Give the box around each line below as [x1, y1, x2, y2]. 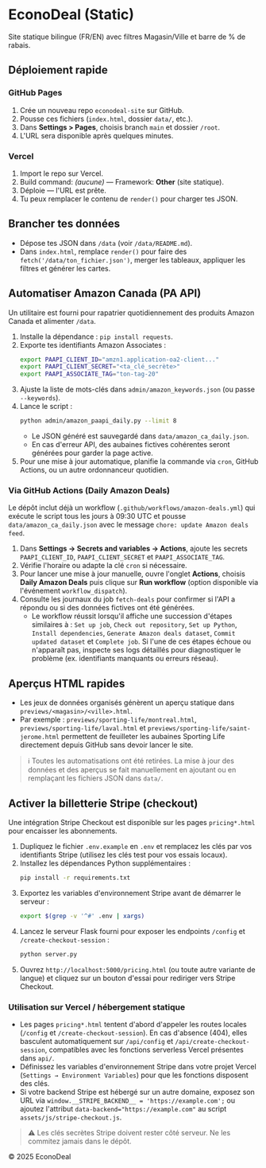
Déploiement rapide [8, 64, 109, 77]
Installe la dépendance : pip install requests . [19, 332, 173, 341]
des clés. [19, 1078, 50, 1088]
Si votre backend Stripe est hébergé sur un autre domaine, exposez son [19, 1087, 256, 1096]
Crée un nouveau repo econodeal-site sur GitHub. [19, 105, 184, 115]
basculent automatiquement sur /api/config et [19, 1036, 173, 1045]
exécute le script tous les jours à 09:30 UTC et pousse [8, 512, 187, 521]
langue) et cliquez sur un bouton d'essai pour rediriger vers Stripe [19, 973, 236, 983]
